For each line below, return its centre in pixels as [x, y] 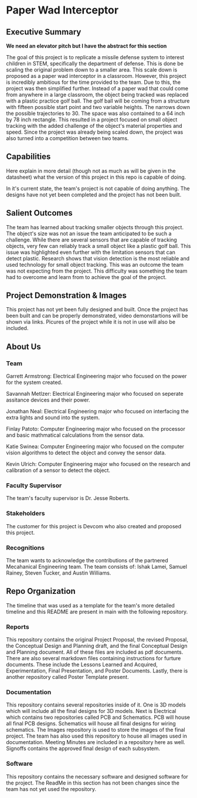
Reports [18, 627]
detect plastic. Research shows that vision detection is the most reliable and [98, 258]
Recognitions [26, 548]
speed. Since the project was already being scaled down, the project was [95, 132]
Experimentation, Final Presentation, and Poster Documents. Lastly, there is [97, 671]
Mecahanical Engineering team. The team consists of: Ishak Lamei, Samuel [97, 567]
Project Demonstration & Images [67, 296]
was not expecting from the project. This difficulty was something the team [97, 271]
